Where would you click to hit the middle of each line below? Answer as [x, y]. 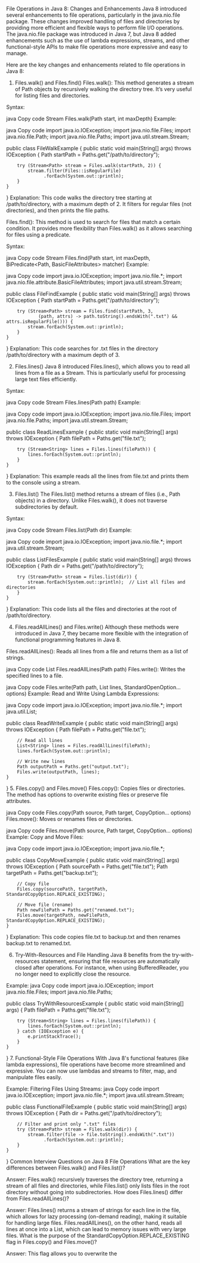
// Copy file [33, 884]
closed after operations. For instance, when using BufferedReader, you [102, 967]
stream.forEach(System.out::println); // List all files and [107, 582]
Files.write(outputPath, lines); [59, 772]
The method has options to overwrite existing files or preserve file [87, 795]
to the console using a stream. [43, 482]
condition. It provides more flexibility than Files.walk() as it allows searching [99, 228]
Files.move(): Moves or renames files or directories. [70, 819]
